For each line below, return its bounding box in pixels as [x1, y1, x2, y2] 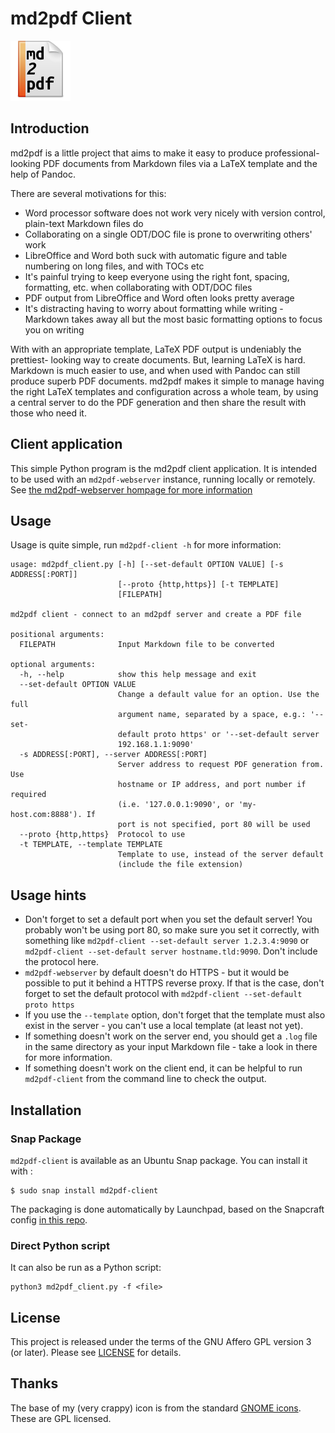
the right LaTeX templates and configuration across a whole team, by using [10, 385, 319, 397]
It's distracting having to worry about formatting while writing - [24, 302, 284, 314]
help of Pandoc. [10, 168, 76, 180]
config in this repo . [10, 1213, 88, 1226]
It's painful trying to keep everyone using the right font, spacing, [24, 270, 290, 282]
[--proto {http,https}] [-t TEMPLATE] [117, 580, 280, 590]
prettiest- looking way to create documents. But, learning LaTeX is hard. [10, 353, 306, 366]
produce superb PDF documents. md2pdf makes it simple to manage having [10, 375, 325, 387]
